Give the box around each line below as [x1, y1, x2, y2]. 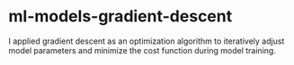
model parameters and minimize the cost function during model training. [8, 45, 276, 55]
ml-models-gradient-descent [8, 6, 233, 27]
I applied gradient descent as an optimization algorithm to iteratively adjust [8, 36, 285, 46]
